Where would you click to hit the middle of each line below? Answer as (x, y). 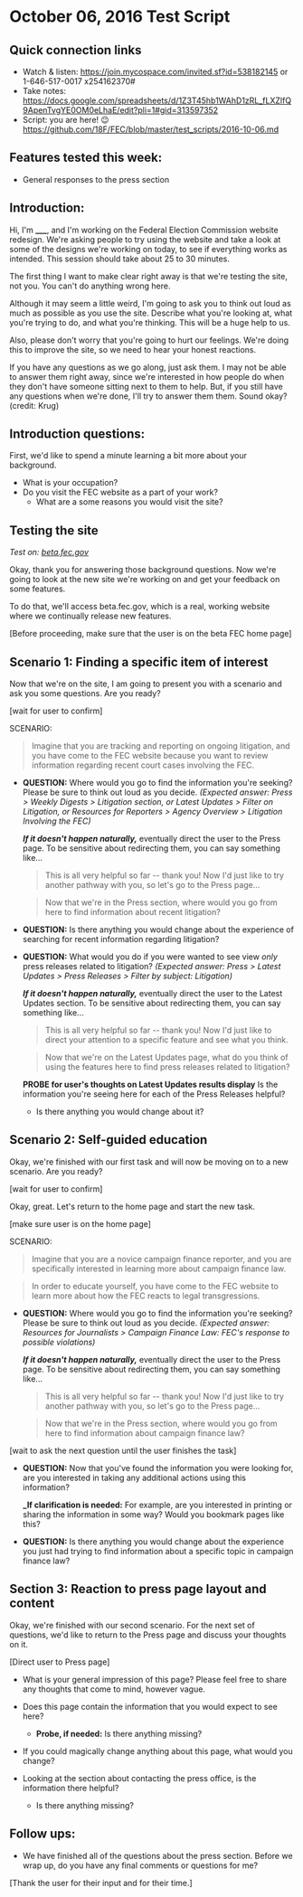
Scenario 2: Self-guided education (109, 1140)
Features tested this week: (86, 158)
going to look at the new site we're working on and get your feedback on (145, 580)
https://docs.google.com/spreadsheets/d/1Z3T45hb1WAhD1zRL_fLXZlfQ (157, 100)
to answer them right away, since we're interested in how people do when (147, 376)
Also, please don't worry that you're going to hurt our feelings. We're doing (149, 340)
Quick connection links (76, 50)
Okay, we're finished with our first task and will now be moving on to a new (149, 1161)
